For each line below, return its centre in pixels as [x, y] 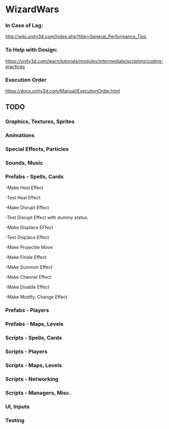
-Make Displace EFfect [29, 228]
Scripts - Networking [32, 379]
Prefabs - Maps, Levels [34, 324]
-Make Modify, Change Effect [36, 297]
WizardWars [32, 9]
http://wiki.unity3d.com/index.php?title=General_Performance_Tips [76, 36]
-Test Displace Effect [27, 237]
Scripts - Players [26, 352]
